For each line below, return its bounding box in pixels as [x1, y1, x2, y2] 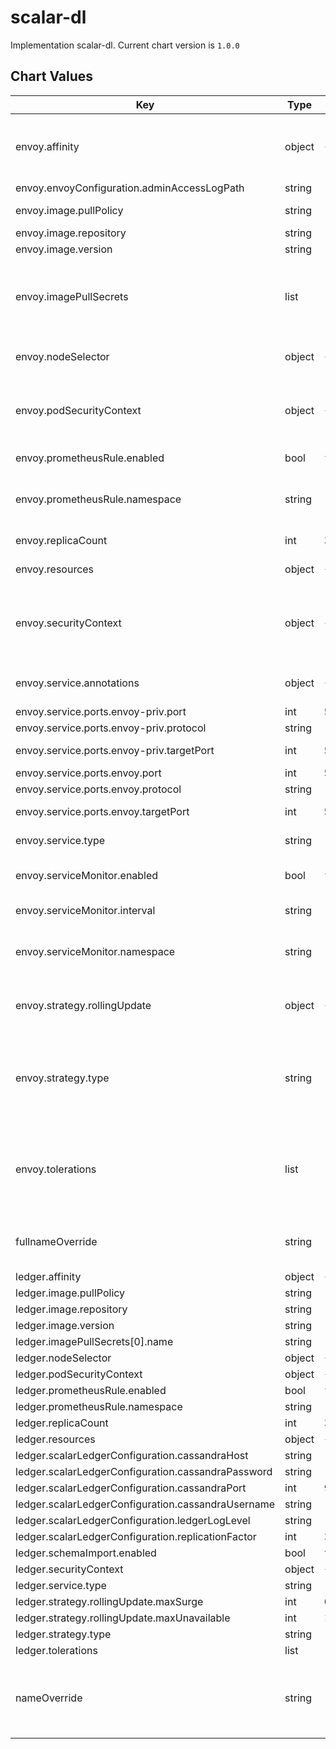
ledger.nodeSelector [15, 1351, 112, 1365]
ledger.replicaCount [15, 1416, 109, 1430]
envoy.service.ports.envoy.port [15, 766, 162, 780]
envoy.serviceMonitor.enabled [15, 868, 159, 882]
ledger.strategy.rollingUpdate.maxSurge [15, 1594, 204, 1608]
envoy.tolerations [15, 1162, 97, 1176]
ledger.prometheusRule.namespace [15, 1399, 183, 1413]
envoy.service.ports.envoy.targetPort [15, 804, 190, 818]
